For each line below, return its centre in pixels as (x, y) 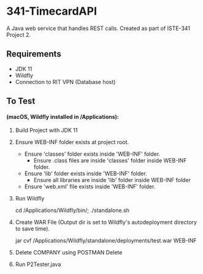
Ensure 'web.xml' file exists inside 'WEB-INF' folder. (90, 187)
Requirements (34, 54)
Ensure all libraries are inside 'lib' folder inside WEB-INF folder (112, 180)
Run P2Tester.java (38, 264)
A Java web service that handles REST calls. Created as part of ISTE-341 (98, 28)
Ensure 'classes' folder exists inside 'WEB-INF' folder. (92, 154)
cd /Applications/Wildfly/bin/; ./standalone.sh (72, 210)
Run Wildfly (30, 199)
